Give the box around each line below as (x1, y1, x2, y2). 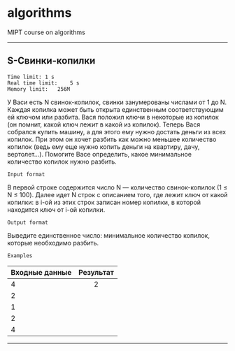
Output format (7, 219, 49, 226)
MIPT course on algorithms (7, 28, 85, 36)
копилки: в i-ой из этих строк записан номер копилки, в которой (7, 198, 201, 206)
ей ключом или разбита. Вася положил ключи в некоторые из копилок (7, 113, 219, 121)
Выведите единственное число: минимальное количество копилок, (7, 231, 210, 239)
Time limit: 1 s (7, 73, 55, 80)
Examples (7, 252, 33, 259)
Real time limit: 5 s (7, 79, 80, 87)
